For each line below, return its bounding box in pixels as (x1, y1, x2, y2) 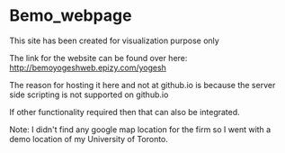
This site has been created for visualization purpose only (9, 35, 220, 46)
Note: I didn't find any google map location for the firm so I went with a (9, 123, 272, 135)
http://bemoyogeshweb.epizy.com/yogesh (9, 62, 166, 73)
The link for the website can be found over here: (9, 52, 188, 63)
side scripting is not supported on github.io (9, 89, 169, 100)
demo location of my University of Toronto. (9, 133, 169, 144)
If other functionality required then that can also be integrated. (9, 106, 240, 117)
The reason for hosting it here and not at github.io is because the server (9, 79, 276, 90)
